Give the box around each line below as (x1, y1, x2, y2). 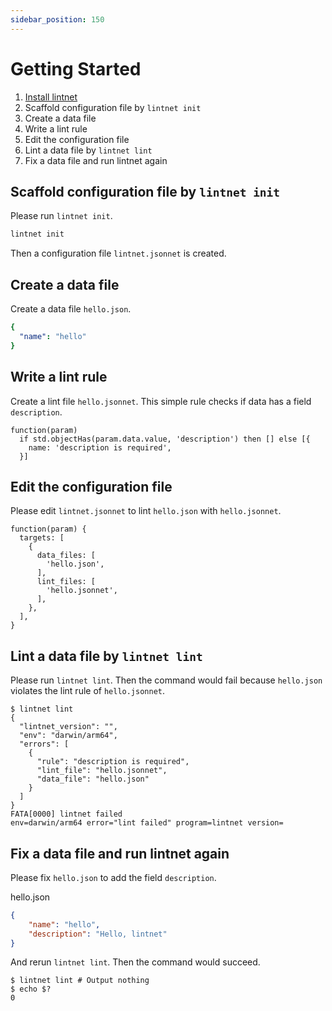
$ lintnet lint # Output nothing (10, 976, 150, 986)
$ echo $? (10, 984, 52, 995)
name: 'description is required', (28, 442, 172, 453)
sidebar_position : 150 (10, 14, 105, 25)
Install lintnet (24, 91, 78, 103)
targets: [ (19, 533, 65, 543)
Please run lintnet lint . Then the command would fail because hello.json (10, 674, 323, 686)
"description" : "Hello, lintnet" (28, 929, 168, 939)
